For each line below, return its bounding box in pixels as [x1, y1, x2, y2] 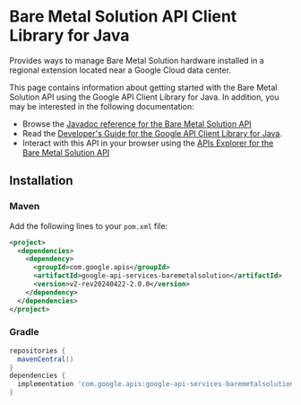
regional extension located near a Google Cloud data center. [9, 65, 231, 75]
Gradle [9, 326, 39, 339]
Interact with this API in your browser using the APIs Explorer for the [21, 137, 274, 148]
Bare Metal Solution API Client [9, 6, 237, 27]
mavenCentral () [17, 355, 74, 364]
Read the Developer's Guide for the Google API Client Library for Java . [21, 128, 283, 138]
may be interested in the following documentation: [9, 101, 194, 111]
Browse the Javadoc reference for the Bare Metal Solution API [21, 119, 253, 129]
